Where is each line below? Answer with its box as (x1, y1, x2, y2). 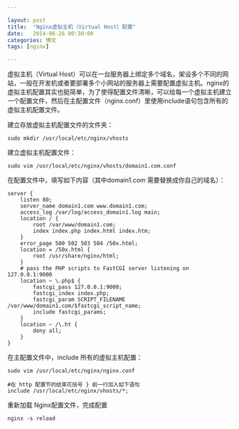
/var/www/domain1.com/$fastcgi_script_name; (7, 302, 142, 310)
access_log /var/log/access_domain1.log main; (20, 209, 161, 216)
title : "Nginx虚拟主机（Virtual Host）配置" (7, 23, 137, 31)
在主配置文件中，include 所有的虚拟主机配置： (7, 353, 143, 362)
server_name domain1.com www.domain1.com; (20, 202, 148, 210)
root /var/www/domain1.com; (33, 222, 116, 229)
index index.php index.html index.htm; (33, 227, 152, 235)
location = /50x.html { (20, 247, 91, 254)
